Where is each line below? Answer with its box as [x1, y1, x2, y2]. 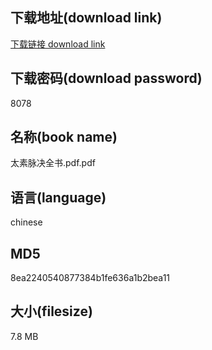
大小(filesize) [10, 303, 93, 320]
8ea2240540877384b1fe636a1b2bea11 [10, 272, 171, 284]
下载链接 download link [10, 38, 106, 50]
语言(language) [10, 189, 107, 206]
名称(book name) [10, 129, 118, 146]
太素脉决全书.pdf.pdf [10, 157, 96, 169]
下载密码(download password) [10, 70, 203, 87]
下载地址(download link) [10, 9, 163, 27]
